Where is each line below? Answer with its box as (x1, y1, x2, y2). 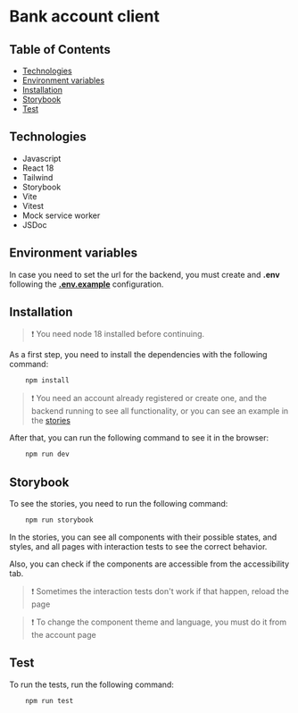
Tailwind (21, 172, 54, 182)
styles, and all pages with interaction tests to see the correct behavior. (9, 541, 268, 551)
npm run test (25, 696, 74, 705)
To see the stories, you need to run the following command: (9, 499, 228, 508)
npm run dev (25, 449, 70, 459)
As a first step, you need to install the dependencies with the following (9, 349, 268, 360)
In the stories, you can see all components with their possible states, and (9, 532, 277, 542)
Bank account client (9, 6, 161, 27)
